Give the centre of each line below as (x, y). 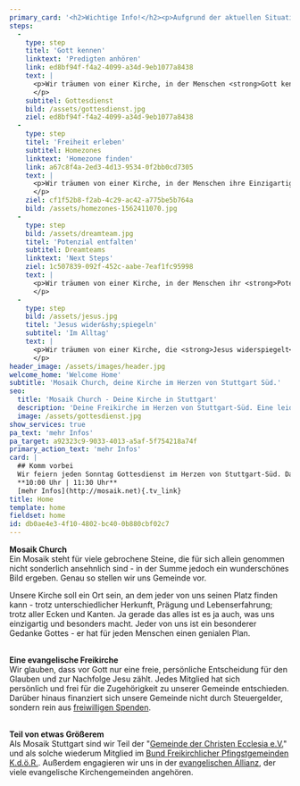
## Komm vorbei (46, 466)
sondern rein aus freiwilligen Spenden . (80, 707)
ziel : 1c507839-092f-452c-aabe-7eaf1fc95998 (109, 267)
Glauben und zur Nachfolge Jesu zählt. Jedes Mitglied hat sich (125, 679)
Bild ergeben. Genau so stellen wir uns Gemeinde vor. (108, 578)
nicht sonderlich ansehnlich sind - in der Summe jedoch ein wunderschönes (149, 569)
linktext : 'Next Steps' (70, 259)
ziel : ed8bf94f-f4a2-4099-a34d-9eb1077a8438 (109, 117)
